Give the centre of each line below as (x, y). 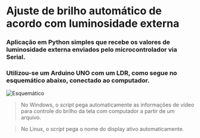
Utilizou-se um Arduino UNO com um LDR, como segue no (92, 73)
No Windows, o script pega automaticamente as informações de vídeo (107, 105)
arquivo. (31, 118)
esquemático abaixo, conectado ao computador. (78, 80)
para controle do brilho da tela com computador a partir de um (98, 111)
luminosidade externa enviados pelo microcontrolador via (92, 50)
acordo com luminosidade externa (93, 23)
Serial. (16, 57)
